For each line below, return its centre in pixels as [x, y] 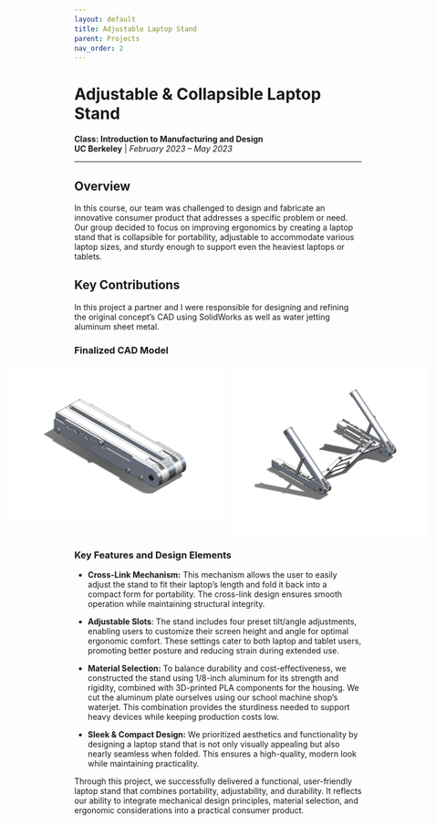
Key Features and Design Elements [153, 555]
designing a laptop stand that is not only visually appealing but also [213, 745]
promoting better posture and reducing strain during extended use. [213, 651]
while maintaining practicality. [143, 764]
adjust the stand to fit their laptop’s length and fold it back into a [207, 585]
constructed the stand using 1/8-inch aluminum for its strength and [213, 678]
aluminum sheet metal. [117, 326]
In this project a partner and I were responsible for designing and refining [212, 307]
